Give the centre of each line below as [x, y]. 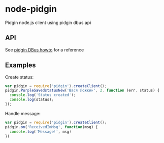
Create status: [19, 77]
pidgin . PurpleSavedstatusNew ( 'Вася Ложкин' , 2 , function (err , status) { [82, 91]
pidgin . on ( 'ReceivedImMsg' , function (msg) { [51, 127]
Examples [20, 65]
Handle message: [23, 113]
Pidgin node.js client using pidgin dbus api [48, 23]
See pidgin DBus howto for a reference [45, 49]
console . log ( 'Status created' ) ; [43, 95]
